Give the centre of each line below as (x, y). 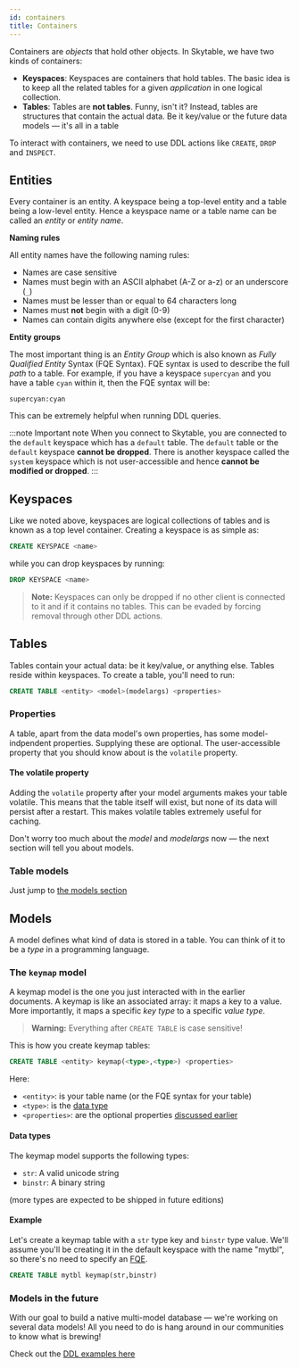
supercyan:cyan (37, 399)
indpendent (30, 742)
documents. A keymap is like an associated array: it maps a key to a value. (146, 1001)
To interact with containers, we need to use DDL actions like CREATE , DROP (143, 143)
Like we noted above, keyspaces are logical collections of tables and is (140, 521)
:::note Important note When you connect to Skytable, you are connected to (148, 433)
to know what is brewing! (55, 1336)
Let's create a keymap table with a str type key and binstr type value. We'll (149, 1239)
